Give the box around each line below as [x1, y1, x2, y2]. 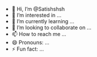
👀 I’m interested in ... [11, 12, 62, 19]
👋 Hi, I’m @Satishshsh [11, 6, 65, 12]
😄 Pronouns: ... [11, 39, 50, 46]
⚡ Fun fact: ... [11, 45, 44, 52]
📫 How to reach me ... [11, 31, 66, 37]
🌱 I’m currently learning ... [11, 18, 75, 24]
